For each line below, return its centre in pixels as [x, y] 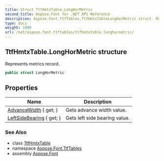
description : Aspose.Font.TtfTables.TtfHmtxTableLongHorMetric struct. [79, 19]
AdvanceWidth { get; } [33, 110]
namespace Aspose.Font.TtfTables [47, 148]
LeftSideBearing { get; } [34, 118]
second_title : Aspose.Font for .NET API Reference [58, 14]
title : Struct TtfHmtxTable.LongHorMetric [49, 10]
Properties [21, 88]
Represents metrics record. [32, 63]
